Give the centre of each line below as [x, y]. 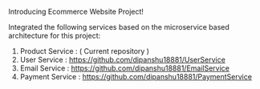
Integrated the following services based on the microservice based [119, 27]
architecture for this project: [55, 36]
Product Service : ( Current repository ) [85, 51]
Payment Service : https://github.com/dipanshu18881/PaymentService [136, 77]
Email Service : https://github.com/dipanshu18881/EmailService [125, 68]
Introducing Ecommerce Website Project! [76, 12]
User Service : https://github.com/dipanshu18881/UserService [123, 60]
